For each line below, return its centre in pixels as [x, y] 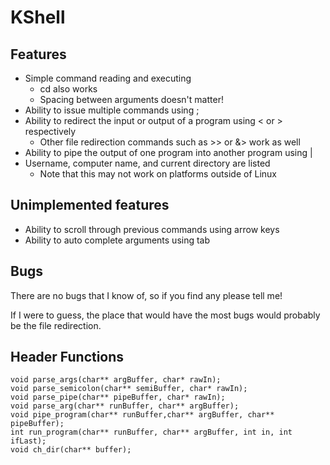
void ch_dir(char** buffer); [71, 450]
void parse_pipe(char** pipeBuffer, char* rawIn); [118, 397]
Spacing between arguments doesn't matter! [131, 99]
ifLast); [28, 441]
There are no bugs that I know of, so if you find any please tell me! [146, 295]
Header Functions [67, 357]
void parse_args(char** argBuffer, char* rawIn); [116, 380]
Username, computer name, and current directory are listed [147, 163]
